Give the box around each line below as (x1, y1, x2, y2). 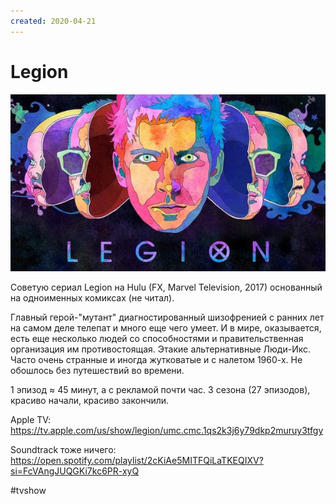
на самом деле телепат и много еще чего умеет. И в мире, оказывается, (10, 322, 322, 334)
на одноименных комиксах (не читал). (10, 292, 175, 304)
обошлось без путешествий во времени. (10, 365, 185, 377)
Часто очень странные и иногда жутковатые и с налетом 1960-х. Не (10, 354, 303, 366)
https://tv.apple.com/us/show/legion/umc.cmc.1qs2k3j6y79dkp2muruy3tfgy (10, 425, 324, 437)
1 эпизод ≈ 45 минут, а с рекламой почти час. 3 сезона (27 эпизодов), (10, 384, 311, 396)
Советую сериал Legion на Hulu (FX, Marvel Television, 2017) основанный (10, 281, 323, 294)
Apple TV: (10, 414, 52, 426)
